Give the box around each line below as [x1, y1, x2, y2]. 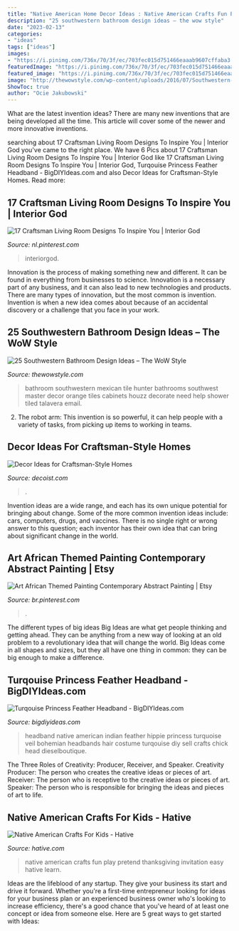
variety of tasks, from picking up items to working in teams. [17, 420, 192, 429]
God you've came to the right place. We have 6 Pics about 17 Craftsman [7, 146, 218, 154]
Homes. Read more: [7, 176, 65, 185]
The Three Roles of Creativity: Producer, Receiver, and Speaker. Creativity [7, 760, 224, 769]
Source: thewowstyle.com [7, 370, 84, 378]
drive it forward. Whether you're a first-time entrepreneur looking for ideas [7, 887, 226, 895]
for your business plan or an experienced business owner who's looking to [7, 894, 226, 903]
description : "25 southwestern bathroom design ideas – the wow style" [7, 17, 224, 24]
